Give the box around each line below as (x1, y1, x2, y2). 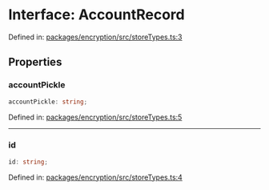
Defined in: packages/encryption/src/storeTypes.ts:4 (8, 172, 183, 182)
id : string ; (8, 158, 48, 166)
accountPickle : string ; (8, 98, 88, 106)
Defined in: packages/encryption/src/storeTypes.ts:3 (8, 32, 183, 42)
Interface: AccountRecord (8, 6, 186, 24)
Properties (8, 55, 62, 69)
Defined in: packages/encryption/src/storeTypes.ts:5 (8, 112, 183, 122)
